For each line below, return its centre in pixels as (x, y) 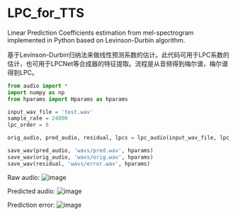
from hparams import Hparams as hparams (68, 99)
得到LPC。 (23, 72)
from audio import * (38, 86)
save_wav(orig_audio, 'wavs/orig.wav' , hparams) (80, 157)
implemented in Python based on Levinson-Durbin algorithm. (96, 40)
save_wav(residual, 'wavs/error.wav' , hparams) (79, 164)
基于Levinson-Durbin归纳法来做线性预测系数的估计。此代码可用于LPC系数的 (119, 55)
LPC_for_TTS (46, 13)
